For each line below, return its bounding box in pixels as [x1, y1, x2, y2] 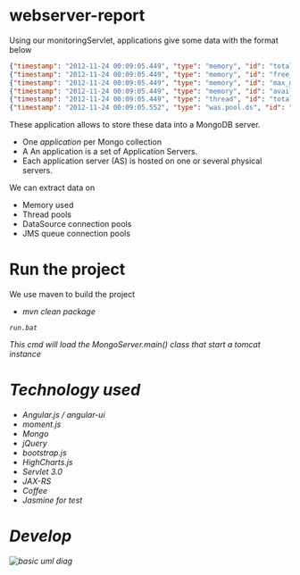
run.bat [9, 323, 38, 333]
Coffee [21, 486, 48, 496]
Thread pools [21, 209, 71, 220]
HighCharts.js [21, 457, 73, 468]
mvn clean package [21, 306, 96, 317]
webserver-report [9, 5, 146, 26]
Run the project [9, 260, 126, 279]
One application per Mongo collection [21, 137, 162, 147]
